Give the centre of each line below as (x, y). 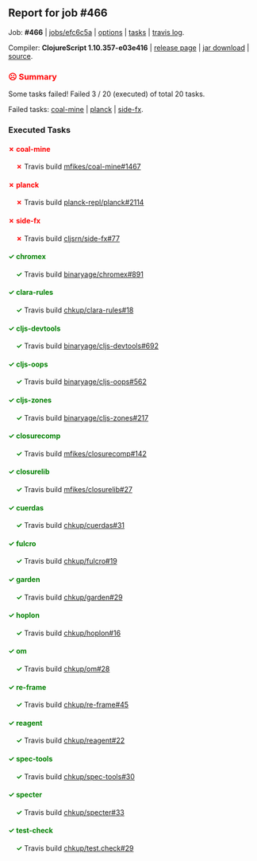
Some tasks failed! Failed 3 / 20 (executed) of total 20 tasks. (107, 94)
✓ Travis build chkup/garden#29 (69, 597)
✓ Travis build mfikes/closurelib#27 (74, 490)
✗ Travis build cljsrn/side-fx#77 (68, 239)
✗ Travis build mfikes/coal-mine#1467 (78, 167)
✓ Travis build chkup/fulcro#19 (66, 561)
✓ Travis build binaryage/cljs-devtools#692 (87, 346)
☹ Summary (33, 76)
